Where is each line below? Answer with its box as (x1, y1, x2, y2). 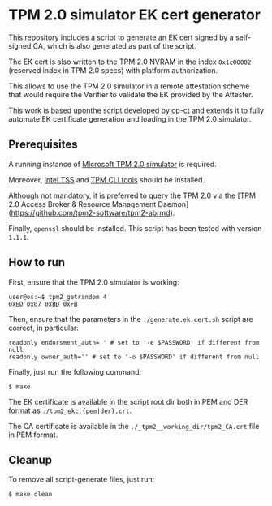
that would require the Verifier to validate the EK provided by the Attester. (8, 89, 253, 99)
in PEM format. (8, 430, 58, 440)
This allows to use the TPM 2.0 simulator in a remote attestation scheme (8, 81, 250, 91)
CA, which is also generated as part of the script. (32, 41, 196, 50)
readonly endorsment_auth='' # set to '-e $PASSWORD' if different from (8, 338, 260, 346)
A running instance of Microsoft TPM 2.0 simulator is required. (8, 159, 217, 169)
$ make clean (8, 491, 53, 499)
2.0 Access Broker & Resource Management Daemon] (8, 199, 189, 208)
